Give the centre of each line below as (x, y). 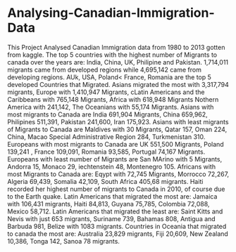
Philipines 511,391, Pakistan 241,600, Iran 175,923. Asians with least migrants (118, 121)
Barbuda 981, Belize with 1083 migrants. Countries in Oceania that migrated (117, 226)
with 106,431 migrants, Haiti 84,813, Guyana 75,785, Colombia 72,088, (108, 204)
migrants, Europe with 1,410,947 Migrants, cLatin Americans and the (106, 92)
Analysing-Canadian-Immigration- (111, 13)
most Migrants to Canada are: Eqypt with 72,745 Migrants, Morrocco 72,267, (118, 174)
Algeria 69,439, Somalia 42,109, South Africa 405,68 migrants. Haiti (105, 181)
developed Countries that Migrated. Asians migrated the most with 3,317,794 (118, 84)
